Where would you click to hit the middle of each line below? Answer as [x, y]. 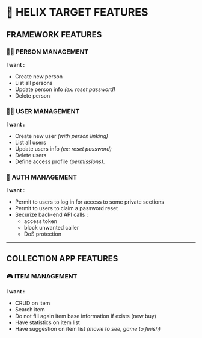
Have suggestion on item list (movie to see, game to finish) [88, 329]
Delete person [32, 95]
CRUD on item [32, 303]
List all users [31, 142]
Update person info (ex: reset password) [65, 89]
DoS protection [43, 234]
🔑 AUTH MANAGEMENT [41, 177]
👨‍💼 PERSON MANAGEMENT [47, 52]
